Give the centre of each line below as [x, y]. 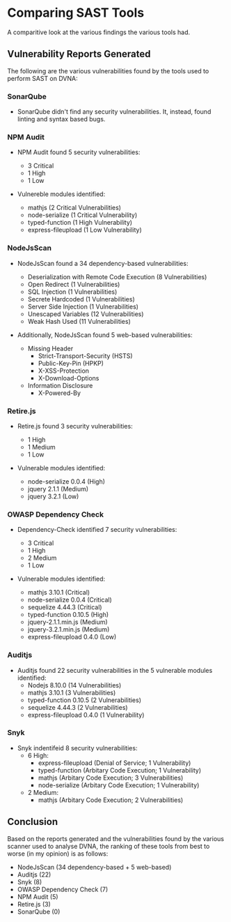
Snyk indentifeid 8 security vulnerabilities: [77, 748]
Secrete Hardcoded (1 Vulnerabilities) [81, 299]
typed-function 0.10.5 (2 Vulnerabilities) [84, 700]
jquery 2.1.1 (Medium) [58, 489]
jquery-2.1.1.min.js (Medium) [67, 622]
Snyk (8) [30, 882]
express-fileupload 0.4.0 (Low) [72, 637]
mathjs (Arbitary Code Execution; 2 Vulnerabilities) [111, 800]
